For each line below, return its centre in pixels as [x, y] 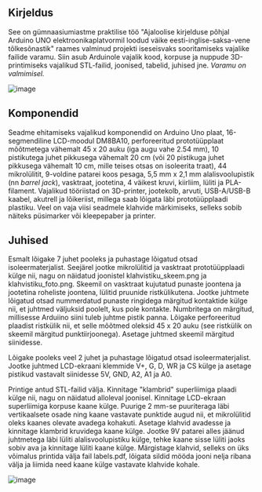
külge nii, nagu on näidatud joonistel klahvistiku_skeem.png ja [107, 276]
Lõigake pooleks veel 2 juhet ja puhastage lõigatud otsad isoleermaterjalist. [129, 358]
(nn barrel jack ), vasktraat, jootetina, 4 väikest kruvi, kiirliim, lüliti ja [116, 182]
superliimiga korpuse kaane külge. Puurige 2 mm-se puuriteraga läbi [119, 406]
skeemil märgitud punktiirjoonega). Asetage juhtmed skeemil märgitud [121, 334]
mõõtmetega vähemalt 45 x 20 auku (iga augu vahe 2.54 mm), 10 [114, 149]
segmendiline [30, 140]
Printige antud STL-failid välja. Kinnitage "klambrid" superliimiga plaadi [122, 390]
